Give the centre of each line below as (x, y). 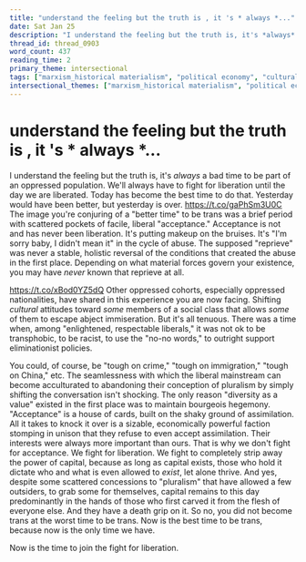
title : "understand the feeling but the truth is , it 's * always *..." (153, 18)
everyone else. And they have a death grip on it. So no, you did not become (151, 510)
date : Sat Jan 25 (42, 26)
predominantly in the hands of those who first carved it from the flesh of (145, 501)
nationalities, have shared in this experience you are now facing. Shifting (145, 299)
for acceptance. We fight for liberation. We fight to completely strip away (146, 453)
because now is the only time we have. (82, 530)
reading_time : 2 (40, 60)
